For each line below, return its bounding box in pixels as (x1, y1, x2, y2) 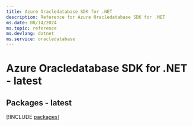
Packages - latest (6, 98, 72, 108)
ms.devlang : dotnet (6, 31, 54, 37)
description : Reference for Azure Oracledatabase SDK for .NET (6, 14, 166, 20)
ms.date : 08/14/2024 (6, 20, 57, 25)
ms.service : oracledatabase (6, 36, 76, 42)
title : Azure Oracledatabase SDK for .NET (6, 8, 112, 15)
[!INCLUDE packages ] (6, 114, 60, 120)
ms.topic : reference (6, 25, 57, 31)
